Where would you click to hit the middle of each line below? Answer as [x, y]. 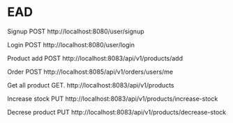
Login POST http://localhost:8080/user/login [71, 44]
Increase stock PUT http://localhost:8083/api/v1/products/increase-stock [113, 99]
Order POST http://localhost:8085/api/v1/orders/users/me [90, 72]
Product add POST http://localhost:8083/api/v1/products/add [95, 58]
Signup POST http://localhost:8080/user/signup [76, 31]
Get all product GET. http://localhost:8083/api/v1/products [91, 85]
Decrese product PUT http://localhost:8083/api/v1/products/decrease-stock [117, 112]
